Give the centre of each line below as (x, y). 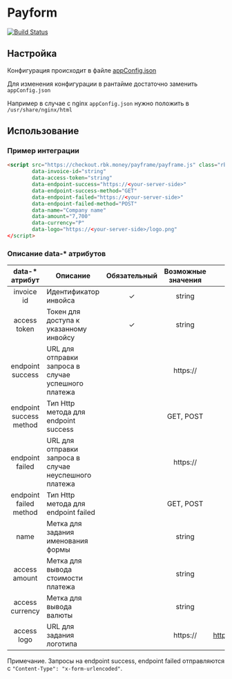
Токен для (64, 311)
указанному (67, 329)
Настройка (32, 54)
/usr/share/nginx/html (40, 110)
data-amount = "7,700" (61, 217)
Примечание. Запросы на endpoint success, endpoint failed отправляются (116, 661)
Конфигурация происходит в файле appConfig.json (82, 70)
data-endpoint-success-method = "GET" (85, 191)
